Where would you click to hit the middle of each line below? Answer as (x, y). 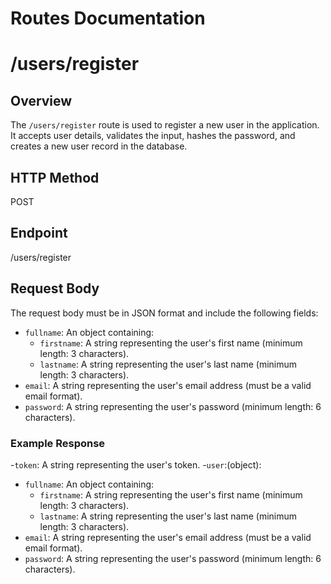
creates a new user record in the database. (99, 146)
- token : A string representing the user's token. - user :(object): (136, 464)
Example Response (58, 443)
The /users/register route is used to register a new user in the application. (165, 125)
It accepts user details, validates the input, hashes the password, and (153, 136)
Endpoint (39, 233)
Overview (41, 100)
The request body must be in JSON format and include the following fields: (164, 313)
